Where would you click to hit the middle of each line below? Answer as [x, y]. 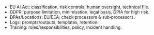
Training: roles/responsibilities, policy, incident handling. [66, 27]
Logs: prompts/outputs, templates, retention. [54, 22]
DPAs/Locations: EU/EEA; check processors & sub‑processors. [72, 17]
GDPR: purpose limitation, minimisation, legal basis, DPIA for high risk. [79, 12]
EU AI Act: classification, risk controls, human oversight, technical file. [79, 7]
